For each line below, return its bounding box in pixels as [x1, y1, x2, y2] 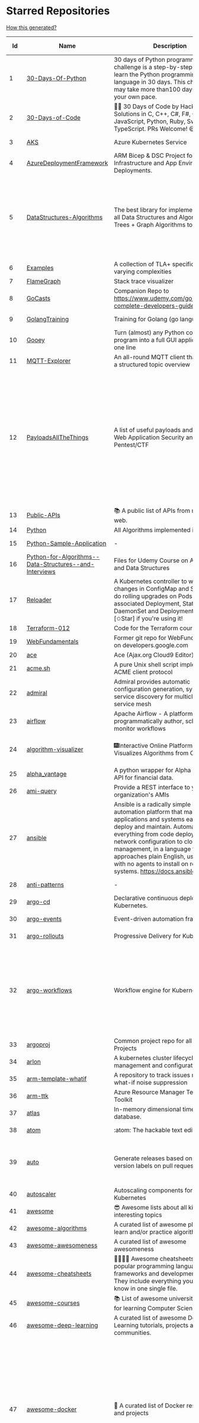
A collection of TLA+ [113, 260, 171, 268]
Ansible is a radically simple [113, 800, 191, 808]
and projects [113, 1409, 149, 1417]
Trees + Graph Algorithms [113, 220, 186, 228]
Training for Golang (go [113, 315, 179, 323]
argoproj [26, 1040, 50, 1048]
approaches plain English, [113, 852, 185, 860]
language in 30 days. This [113, 77, 186, 86]
